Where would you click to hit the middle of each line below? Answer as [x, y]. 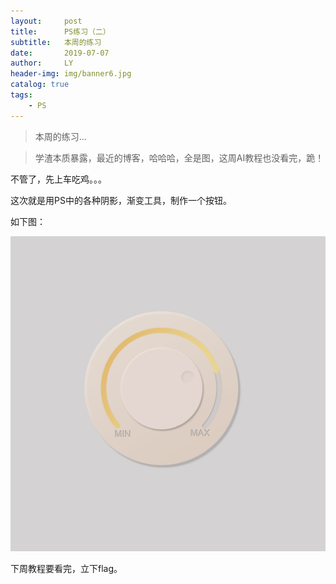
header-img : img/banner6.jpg [71, 74]
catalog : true [40, 85]
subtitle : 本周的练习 [56, 42]
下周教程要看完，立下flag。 [66, 568]
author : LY [42, 63]
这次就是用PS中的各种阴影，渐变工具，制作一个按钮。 [121, 200]
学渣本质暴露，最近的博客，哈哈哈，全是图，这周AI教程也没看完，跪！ [179, 157]
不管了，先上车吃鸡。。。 [58, 179]
